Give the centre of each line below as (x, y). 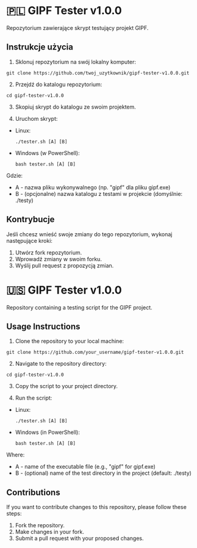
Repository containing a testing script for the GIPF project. (79, 307)
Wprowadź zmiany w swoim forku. (59, 259)
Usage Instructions (43, 326)
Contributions (33, 492)
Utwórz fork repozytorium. (48, 252)
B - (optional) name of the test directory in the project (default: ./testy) (103, 473)
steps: (14, 514)
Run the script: (34, 398)
